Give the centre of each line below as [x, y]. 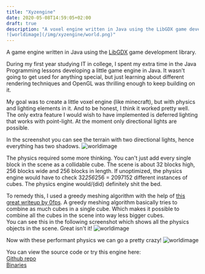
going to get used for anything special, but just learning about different [95, 77]
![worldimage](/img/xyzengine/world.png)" [61, 35]
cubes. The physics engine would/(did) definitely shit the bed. [84, 184]
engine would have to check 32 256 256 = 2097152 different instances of [97, 177]
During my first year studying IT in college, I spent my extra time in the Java [101, 64]
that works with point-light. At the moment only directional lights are [92, 121]
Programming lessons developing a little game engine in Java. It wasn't [95, 70]
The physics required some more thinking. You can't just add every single [99, 158]
